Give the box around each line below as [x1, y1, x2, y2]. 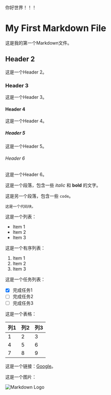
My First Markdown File [5, 22, 106, 34]
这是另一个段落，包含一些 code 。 [5, 193, 73, 199]
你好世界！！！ [5, 5, 36, 10]
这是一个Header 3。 [5, 94, 47, 100]
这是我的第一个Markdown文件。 [5, 40, 72, 46]
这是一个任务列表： [5, 276, 46, 282]
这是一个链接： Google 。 [5, 363, 56, 369]
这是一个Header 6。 [5, 171, 47, 177]
